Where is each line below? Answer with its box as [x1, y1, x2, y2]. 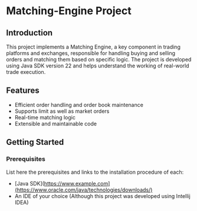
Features [6, 86, 40, 96]
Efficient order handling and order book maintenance [14, 101, 143, 108]
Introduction [6, 28, 53, 38]
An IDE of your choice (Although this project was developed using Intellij [14, 192, 191, 199]
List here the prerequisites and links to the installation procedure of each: [6, 168, 184, 176]
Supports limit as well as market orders [14, 108, 110, 115]
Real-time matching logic [14, 113, 75, 121]
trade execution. [6, 69, 46, 75]
